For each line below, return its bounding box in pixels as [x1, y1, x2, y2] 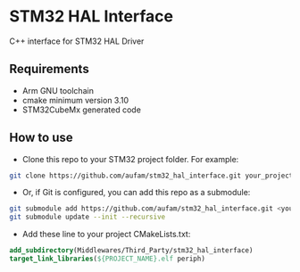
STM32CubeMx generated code [21, 104, 141, 115]
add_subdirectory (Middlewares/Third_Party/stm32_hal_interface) [9, 246, 254, 255]
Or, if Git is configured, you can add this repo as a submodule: [21, 187, 251, 198]
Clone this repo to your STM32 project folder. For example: [21, 153, 239, 164]
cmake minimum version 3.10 [21, 95, 129, 105]
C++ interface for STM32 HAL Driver [9, 36, 145, 46]
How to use [9, 130, 73, 145]
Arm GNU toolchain [21, 85, 94, 95]
